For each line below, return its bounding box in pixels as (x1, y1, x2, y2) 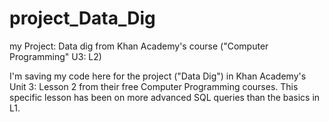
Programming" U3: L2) (9, 50, 102, 62)
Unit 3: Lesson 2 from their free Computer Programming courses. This (9, 80, 299, 92)
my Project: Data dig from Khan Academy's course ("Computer (9, 40, 269, 52)
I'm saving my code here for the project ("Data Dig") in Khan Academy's (9, 70, 307, 82)
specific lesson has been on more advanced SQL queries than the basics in (9, 91, 321, 103)
